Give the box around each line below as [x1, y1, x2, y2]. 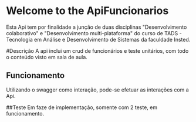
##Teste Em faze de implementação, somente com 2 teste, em [6, 104, 157, 111]
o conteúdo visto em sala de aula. [6, 53, 88, 60]
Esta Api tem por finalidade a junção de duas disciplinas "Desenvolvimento [6, 23, 187, 30]
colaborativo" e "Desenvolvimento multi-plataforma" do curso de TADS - [6, 29, 182, 36]
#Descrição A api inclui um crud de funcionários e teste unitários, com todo [6, 47, 189, 54]
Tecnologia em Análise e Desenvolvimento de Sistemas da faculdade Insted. [6, 36, 191, 43]
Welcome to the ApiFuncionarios [6, 4, 169, 18]
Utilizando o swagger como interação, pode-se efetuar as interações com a [6, 86, 189, 93]
